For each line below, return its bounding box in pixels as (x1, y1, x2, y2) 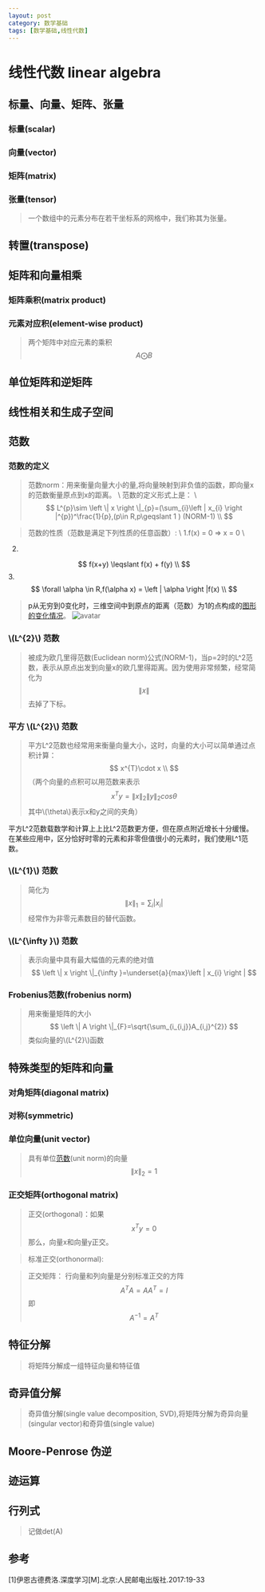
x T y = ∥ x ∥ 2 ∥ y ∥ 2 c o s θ (110, 790, 177, 803)
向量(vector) (8, 147, 57, 158)
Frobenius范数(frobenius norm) (8, 989, 132, 1000)
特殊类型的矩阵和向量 (8, 1061, 113, 1074)
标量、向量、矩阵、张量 (8, 97, 124, 111)
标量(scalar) (8, 123, 56, 134)
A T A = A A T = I (120, 1284, 168, 1295)
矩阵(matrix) (8, 170, 57, 181)
